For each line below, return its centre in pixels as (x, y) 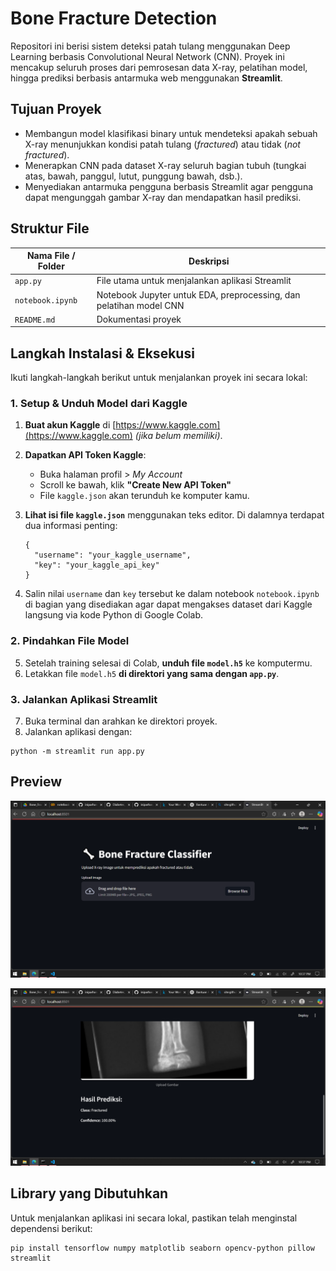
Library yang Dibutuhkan (89, 1193)
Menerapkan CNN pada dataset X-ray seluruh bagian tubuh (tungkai (165, 165)
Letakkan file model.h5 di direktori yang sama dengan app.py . (152, 673)
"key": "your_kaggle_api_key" (97, 565)
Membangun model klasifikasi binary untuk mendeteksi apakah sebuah (171, 133)
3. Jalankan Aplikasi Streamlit (84, 699)
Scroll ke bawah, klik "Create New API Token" (135, 485)
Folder (51, 266)
